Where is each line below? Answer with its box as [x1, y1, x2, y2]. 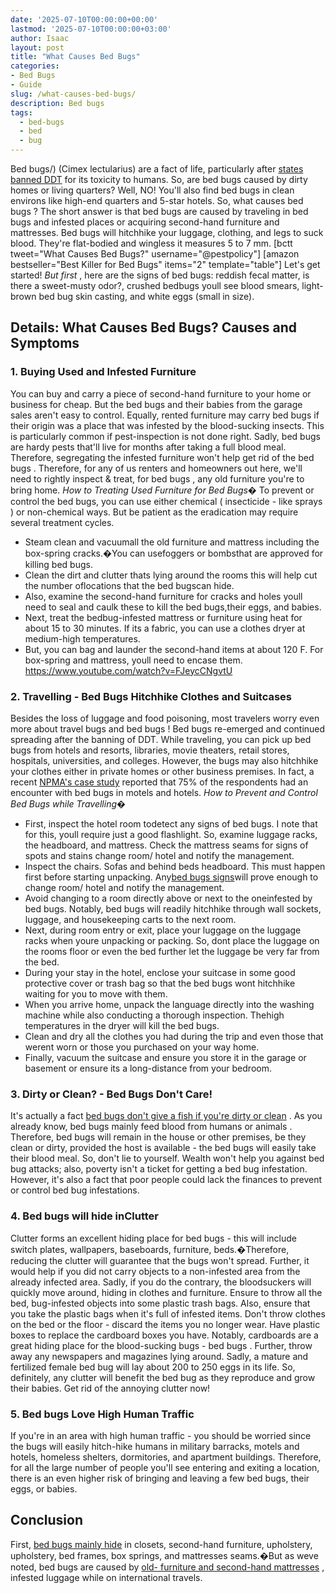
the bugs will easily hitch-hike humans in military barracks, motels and [10, 1440, 300, 1452]
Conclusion [10, 1512, 84, 1529]
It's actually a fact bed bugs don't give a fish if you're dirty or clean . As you [10, 1110, 323, 1122]
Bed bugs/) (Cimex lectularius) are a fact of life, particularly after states [10, 163, 304, 175]
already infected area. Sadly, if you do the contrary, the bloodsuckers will [10, 1276, 312, 1288]
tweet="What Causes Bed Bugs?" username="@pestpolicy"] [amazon [10, 248, 300, 260]
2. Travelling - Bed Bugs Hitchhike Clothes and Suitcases [10, 689, 293, 703]
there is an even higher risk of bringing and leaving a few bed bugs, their [10, 1472, 310, 1484]
